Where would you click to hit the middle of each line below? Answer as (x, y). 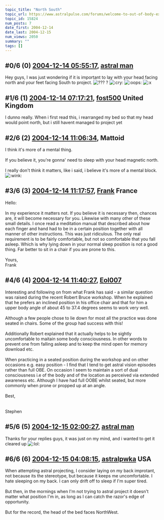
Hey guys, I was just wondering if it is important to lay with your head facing (81, 77)
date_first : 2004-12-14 (29, 28)
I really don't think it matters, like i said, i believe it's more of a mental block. (81, 170)
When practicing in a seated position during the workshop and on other (77, 359)
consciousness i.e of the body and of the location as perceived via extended (82, 375)
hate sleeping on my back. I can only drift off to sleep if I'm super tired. (76, 481)
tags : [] (14, 46)
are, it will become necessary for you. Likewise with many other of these (78, 218)
